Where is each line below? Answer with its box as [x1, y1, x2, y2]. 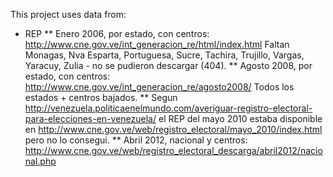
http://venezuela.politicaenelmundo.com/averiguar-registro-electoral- [24, 102, 313, 114]
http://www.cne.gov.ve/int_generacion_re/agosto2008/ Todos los [24, 81, 295, 93]
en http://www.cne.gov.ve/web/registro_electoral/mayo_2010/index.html [24, 124, 323, 135]
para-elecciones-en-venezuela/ [24, 113, 157, 124]
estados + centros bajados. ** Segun [24, 92, 178, 103]
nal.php [24, 155, 57, 167]
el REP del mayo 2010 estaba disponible [158, 113, 323, 124]
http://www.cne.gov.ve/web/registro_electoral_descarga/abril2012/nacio [24, 145, 323, 156]
